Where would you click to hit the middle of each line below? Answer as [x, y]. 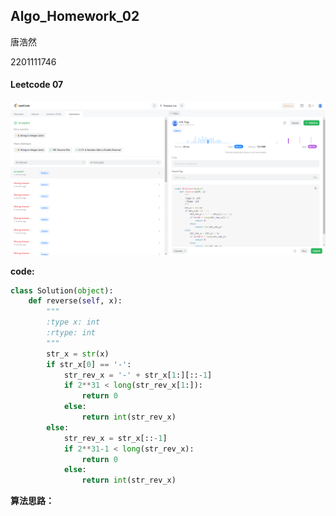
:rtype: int [71, 333]
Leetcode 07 [37, 85]
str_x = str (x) [78, 354]
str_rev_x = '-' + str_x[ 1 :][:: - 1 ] [138, 375]
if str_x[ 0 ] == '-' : [89, 364]
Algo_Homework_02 [75, 16]
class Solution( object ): [62, 290]
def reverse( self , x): [75, 301]
